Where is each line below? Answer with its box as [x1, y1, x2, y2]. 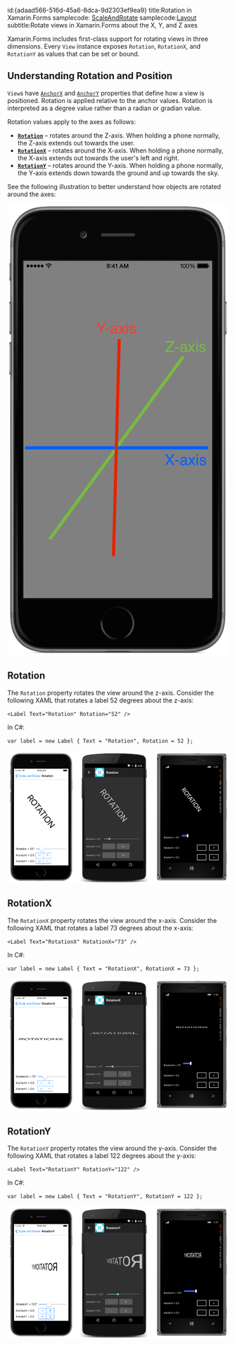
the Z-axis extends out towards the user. [17, 138, 135, 147]
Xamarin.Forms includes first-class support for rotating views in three [7, 35, 209, 43]
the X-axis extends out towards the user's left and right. [17, 153, 179, 162]
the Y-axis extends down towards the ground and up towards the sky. [17, 169, 220, 177]
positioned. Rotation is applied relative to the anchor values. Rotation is [7, 96, 213, 104]
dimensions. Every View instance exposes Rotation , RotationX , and [7, 42, 201, 50]
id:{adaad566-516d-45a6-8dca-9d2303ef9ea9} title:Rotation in [7, 6, 192, 14]
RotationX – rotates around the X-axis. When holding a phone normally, [17, 146, 224, 155]
